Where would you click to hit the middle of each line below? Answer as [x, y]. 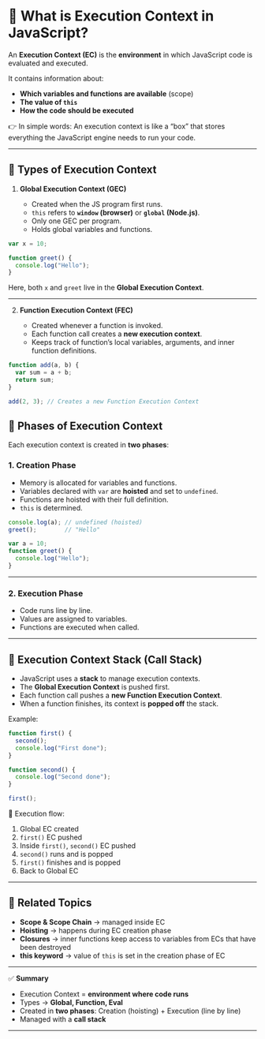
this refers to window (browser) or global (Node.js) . [116, 212]
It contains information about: [56, 78]
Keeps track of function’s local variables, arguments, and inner [133, 342]
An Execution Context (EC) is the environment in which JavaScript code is [131, 54]
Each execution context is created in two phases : [89, 445]
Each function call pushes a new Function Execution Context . [121, 695]
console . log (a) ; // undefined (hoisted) [76, 522]
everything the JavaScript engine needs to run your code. [102, 137]
